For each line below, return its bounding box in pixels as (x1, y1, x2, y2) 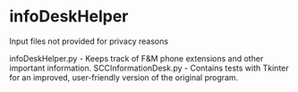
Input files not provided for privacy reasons (9, 36, 168, 46)
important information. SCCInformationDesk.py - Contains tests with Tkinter (9, 63, 289, 73)
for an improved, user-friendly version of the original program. (9, 71, 239, 82)
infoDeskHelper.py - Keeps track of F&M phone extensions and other (9, 53, 264, 63)
